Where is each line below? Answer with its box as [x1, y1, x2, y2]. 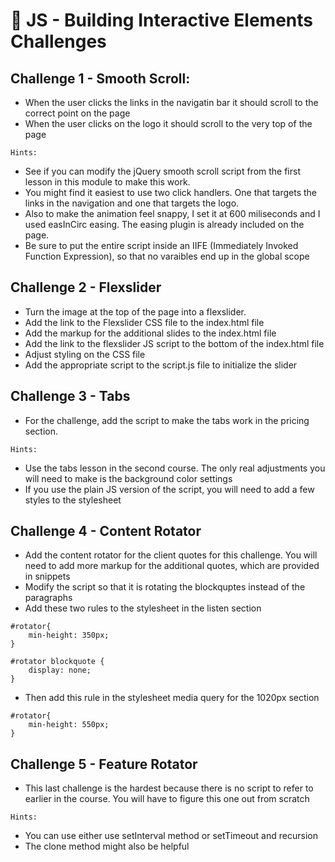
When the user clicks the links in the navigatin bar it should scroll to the [24, 97, 319, 108]
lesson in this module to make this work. [24, 176, 191, 188]
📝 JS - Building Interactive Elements [10, 9, 313, 32]
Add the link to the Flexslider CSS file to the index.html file [24, 316, 265, 328]
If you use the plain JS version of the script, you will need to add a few [24, 483, 315, 495]
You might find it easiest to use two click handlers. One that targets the [24, 187, 317, 198]
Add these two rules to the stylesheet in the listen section [24, 602, 262, 614]
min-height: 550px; [28, 720, 110, 730]
